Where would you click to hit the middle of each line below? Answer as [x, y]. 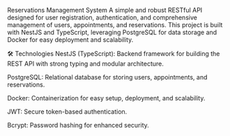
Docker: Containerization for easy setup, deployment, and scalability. [106, 98]
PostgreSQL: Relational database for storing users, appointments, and [107, 77]
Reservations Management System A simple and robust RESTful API [105, 10]
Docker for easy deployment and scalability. [70, 40]
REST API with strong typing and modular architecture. [85, 63]
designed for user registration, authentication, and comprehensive [102, 17]
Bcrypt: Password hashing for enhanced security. [78, 125]
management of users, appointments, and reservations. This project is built [115, 25]
